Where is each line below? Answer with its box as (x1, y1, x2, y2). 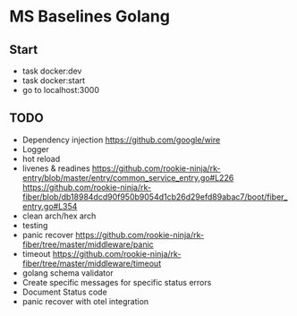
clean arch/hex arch (21, 210, 97, 221)
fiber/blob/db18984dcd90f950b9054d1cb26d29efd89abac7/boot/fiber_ (21, 191, 288, 202)
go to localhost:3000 (21, 85, 100, 95)
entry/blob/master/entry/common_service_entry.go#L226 (21, 172, 234, 183)
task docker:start (21, 75, 86, 86)
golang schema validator (21, 267, 114, 278)
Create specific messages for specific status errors (21, 277, 212, 287)
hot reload (21, 153, 61, 164)
